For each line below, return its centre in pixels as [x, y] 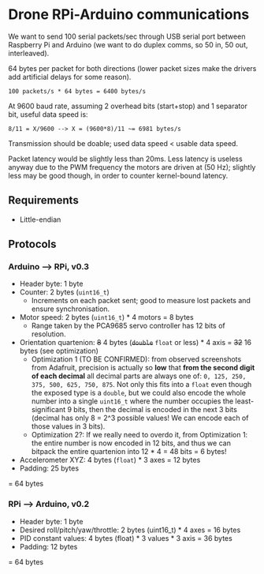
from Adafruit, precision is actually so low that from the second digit [143, 368]
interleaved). [29, 53]
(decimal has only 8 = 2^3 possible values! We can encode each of [140, 418]
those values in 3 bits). [68, 426]
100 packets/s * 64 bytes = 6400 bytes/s [77, 91]
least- [245, 401]
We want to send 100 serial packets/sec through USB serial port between [127, 36]
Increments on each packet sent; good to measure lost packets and [141, 301]
